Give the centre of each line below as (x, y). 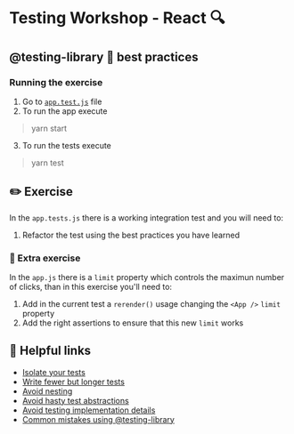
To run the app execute (65, 111)
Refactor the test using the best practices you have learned (131, 235)
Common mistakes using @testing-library (98, 419)
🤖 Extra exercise (45, 258)
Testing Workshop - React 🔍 (117, 18)
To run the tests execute (66, 145)
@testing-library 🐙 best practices (104, 56)
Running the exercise (56, 82)
